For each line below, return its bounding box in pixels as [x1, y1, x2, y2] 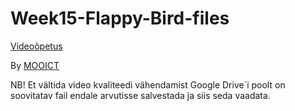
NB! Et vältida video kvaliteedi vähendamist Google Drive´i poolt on [10, 78, 286, 91]
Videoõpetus [10, 40, 63, 52]
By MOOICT [10, 59, 60, 71]
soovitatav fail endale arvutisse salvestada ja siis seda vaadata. [10, 89, 271, 101]
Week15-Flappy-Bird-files [10, 7, 230, 30]
